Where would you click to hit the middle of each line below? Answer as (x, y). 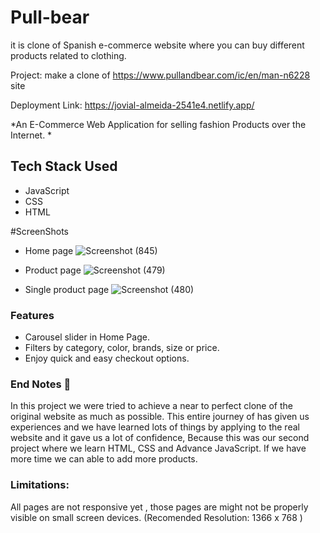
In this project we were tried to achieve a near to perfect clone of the (151, 406)
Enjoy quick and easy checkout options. (107, 358)
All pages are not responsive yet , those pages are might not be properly (159, 507)
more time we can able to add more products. (104, 459)
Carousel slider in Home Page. (87, 337)
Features (32, 315)
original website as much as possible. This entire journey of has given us (160, 417)
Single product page (67, 289)
